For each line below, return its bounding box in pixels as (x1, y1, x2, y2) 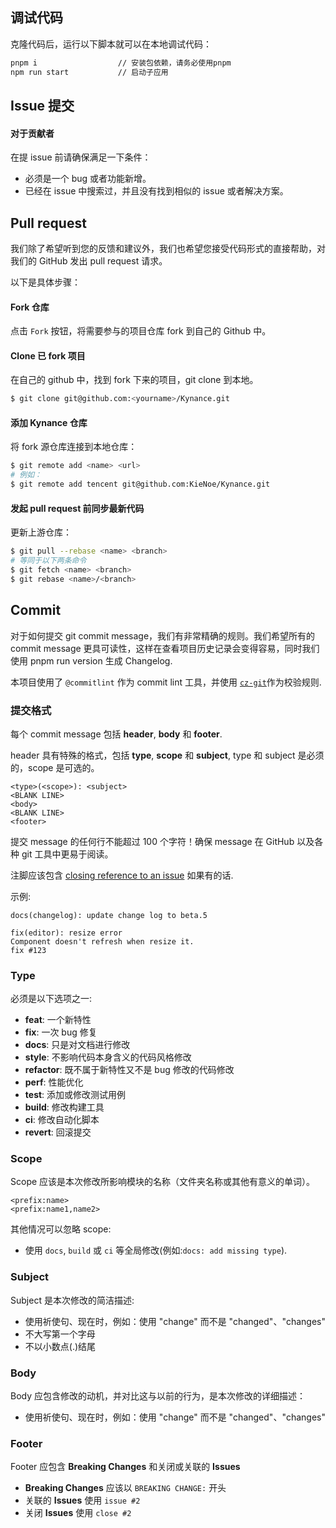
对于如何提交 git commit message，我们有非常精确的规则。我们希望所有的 (10, 629, 316, 642)
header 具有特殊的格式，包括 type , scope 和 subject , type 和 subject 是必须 (10, 749, 325, 761)
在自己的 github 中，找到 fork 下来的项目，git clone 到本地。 (10, 374, 259, 386)
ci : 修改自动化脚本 (24, 1114, 100, 1126)
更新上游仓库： (10, 526, 72, 538)
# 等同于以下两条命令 (10, 556, 87, 566)
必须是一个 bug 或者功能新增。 (24, 173, 152, 185)
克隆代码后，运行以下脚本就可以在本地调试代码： (10, 38, 212, 50)
